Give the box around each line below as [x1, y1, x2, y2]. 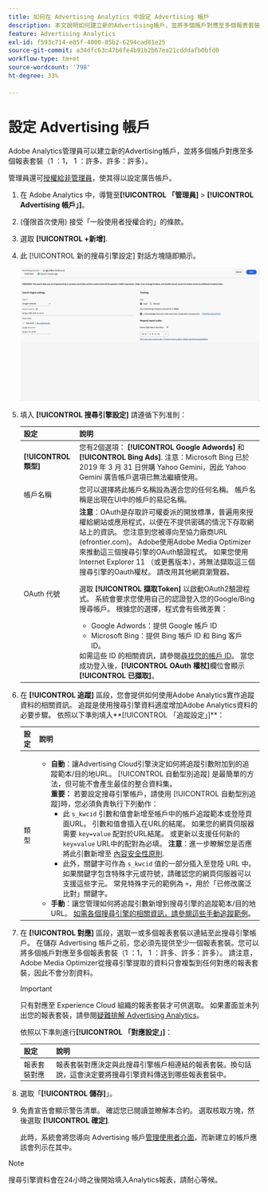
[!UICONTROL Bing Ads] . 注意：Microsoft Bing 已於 [79, 452, 250, 462]
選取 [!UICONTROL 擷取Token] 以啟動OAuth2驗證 [79, 584, 243, 594]
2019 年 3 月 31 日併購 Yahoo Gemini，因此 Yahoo [79, 462, 246, 472]
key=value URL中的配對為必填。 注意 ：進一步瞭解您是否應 [62, 839, 253, 849]
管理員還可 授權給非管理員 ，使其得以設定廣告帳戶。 [8, 172, 176, 183]
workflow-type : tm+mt [8, 55, 81, 63]
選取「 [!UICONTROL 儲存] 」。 [19, 1089, 117, 1099]
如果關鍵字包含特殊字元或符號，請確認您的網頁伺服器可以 [62, 869, 252, 878]
